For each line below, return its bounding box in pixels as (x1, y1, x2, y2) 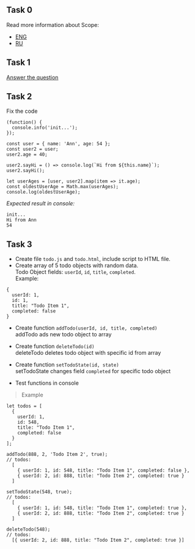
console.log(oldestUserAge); (6, 189, 81, 195)
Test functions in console (15, 379, 79, 387)
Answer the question (6, 74, 59, 81)
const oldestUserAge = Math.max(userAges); (6, 184, 119, 190)
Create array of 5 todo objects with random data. (15, 262, 139, 269)
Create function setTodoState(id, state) (15, 361, 119, 368)
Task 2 (6, 91, 32, 102)
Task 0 (6, 5, 32, 15)
